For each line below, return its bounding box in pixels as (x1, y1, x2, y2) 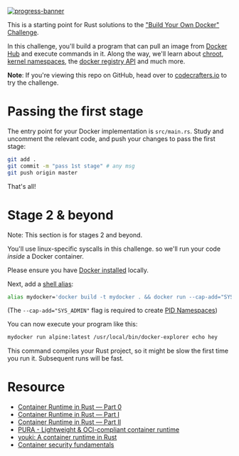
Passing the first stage (7, 103, 144, 120)
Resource (7, 379, 65, 395)
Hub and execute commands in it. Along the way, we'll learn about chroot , (7, 50, 224, 58)
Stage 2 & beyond (7, 207, 114, 223)
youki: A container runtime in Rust (17, 433, 117, 442)
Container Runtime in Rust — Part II (17, 418, 122, 427)
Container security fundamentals (17, 440, 115, 449)
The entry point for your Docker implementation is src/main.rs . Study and (7, 127, 224, 135)
